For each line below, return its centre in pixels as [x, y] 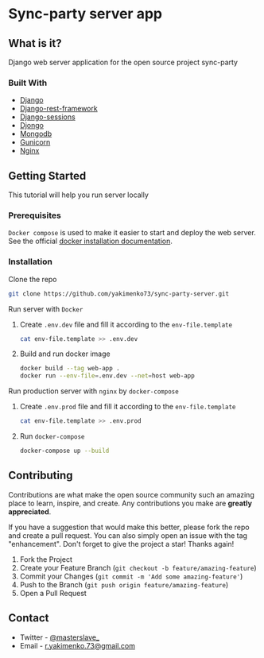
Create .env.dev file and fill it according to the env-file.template [126, 324]
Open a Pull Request [53, 593]
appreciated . [30, 511]
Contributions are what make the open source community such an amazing [131, 494]
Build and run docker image [65, 354]
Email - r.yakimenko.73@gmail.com [77, 645]
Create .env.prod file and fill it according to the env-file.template [128, 407]
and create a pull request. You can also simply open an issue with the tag [128, 535]
